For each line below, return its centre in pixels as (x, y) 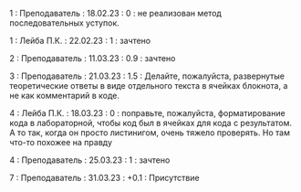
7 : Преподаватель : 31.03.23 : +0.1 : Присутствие (104, 178)
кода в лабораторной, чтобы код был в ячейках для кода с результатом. (151, 123)
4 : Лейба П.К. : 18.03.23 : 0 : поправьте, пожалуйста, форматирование (147, 113)
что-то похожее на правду (61, 142)
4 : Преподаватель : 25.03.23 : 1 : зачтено (90, 160)
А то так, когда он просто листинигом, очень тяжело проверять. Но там (150, 133)
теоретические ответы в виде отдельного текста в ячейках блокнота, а (149, 85)
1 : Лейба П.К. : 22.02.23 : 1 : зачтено (80, 41)
